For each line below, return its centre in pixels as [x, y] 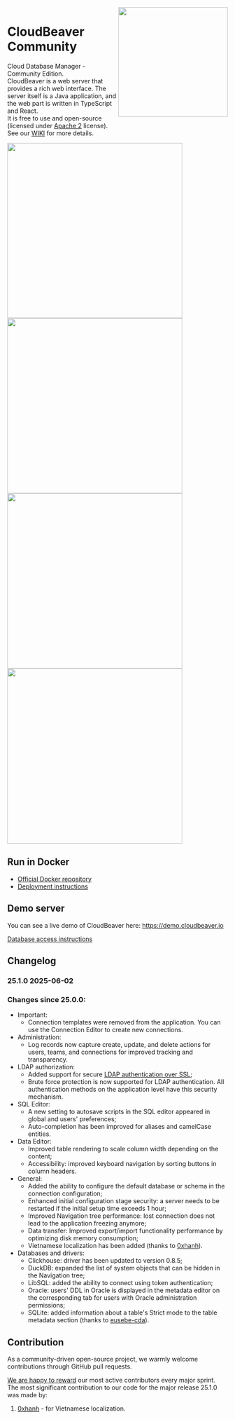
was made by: [27, 1394]
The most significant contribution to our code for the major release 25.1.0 [112, 1387]
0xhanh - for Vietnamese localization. [71, 1408]
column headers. [52, 1171]
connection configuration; [65, 1193]
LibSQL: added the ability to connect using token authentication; [120, 1283]
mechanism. [45, 1097]
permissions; [46, 1305]
